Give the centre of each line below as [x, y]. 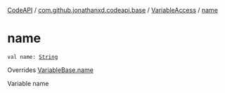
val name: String [33, 57]
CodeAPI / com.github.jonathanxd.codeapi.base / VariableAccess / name [112, 10]
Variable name [28, 83]
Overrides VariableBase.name [50, 70]
